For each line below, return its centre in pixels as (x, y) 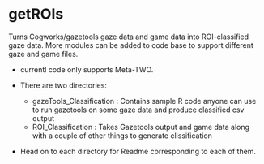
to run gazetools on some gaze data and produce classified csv (138, 110)
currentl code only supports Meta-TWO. (87, 69)
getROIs (36, 14)
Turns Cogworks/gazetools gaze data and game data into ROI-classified (129, 37)
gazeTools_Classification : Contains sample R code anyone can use (144, 101)
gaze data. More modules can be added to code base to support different (131, 45)
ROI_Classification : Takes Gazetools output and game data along (141, 127)
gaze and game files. (43, 54)
